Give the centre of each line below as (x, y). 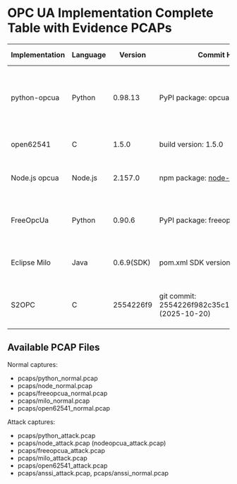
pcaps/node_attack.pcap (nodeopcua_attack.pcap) (92, 443)
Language (89, 54)
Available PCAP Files (54, 347)
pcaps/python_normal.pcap (57, 378)
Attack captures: (31, 422)
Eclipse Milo (31, 262)
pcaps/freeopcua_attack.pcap (61, 450)
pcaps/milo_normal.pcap (54, 401)
